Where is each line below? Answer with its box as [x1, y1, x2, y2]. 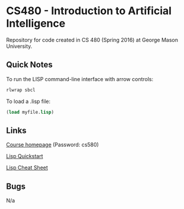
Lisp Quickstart [6, 153, 43, 160]
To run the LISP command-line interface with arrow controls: [6, 75, 154, 82]
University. [6, 43, 33, 50]
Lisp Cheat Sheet [6, 164, 49, 171]
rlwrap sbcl [6, 87, 35, 93]
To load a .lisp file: [6, 98, 51, 105]
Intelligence [6, 17, 66, 30]
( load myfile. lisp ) [6, 109, 54, 115]
